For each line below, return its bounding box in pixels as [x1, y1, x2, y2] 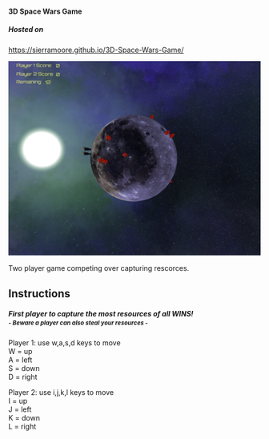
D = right [8, 372, 38, 381]
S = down [8, 363, 40, 373]
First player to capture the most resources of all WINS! [8, 309, 194, 319]
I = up [8, 396, 28, 405]
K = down [8, 413, 40, 422]
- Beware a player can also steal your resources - [8, 319, 148, 328]
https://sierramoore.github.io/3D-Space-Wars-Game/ [8, 45, 184, 54]
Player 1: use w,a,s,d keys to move [8, 337, 122, 348]
